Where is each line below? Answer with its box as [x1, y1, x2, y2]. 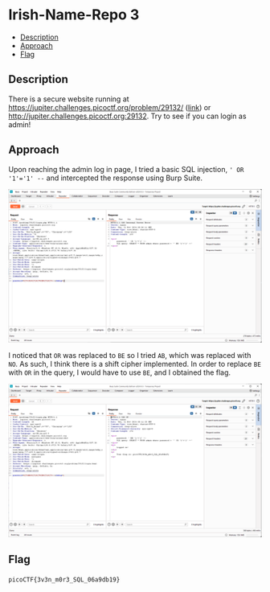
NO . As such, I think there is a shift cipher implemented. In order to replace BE [8, 359, 261, 368]
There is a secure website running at [8, 94, 130, 104]
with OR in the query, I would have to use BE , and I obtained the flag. [8, 368, 231, 377]
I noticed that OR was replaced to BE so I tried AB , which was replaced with [8, 350, 252, 360]
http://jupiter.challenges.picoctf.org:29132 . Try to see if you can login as [8, 111, 247, 121]
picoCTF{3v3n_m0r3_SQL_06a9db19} [8, 575, 121, 584]
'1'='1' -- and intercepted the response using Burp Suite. [8, 173, 203, 183]
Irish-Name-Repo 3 [8, 6, 140, 24]
